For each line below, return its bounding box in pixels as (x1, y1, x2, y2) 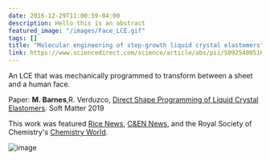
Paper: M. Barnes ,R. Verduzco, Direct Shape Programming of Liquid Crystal (8, 95, 259, 104)
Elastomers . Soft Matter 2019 (8, 103, 104, 113)
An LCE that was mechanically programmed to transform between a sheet (8, 71, 253, 80)
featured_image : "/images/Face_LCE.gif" (8, 26, 146, 34)
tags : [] (8, 34, 38, 42)
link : (8, 49, 27, 57)
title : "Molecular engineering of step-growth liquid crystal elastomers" (8, 42, 264, 50)
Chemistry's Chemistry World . (8, 127, 108, 137)
